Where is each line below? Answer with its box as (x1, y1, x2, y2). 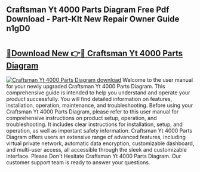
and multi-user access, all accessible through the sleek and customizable (6, 146, 187, 153)
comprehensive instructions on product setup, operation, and (6, 115, 157, 121)
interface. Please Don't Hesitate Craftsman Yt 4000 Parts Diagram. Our (6, 152, 181, 159)
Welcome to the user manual (122, 76, 193, 83)
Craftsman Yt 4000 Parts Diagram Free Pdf (6, 5, 170, 15)
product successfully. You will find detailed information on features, (6, 96, 173, 102)
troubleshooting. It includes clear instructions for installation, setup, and (6, 121, 183, 128)
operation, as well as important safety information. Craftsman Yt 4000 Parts (6, 127, 193, 134)
